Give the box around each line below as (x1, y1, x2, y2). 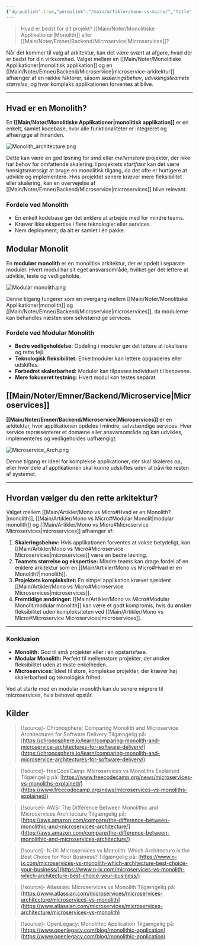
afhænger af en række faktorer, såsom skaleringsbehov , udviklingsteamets (6, 74, 190, 81)
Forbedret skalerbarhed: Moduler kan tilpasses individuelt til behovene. (14, 367, 191, 374)
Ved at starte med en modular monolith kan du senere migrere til (6, 685, 163, 692)
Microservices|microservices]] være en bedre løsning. (14, 551, 148, 559)
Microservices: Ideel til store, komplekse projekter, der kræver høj (14, 667, 178, 674)
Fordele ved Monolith (6, 201, 69, 209)
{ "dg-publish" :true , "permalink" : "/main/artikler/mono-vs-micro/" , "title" (6, 8, 192, 15)
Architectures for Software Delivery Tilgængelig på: (20, 730, 147, 737)
